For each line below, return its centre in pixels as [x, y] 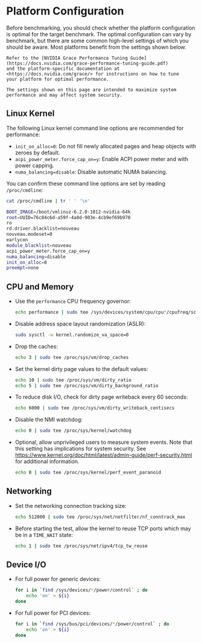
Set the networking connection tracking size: [71, 505]
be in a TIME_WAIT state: [44, 534]
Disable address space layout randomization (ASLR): [80, 323]
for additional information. [47, 461]
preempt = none [23, 268]
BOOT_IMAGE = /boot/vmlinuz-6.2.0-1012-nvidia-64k [68, 212]
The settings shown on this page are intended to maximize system [91, 90]
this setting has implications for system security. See [80, 449]
